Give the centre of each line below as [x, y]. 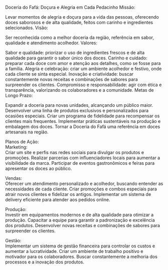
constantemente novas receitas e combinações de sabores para [71, 79]
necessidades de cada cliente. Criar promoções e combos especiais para [81, 189]
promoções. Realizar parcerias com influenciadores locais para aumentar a [83, 158]
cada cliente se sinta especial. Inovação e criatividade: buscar [69, 74]
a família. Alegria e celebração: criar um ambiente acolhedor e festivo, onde [83, 69]
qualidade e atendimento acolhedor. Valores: [51, 43]
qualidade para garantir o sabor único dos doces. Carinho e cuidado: [76, 58]
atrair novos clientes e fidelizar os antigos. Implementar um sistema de [78, 194]
